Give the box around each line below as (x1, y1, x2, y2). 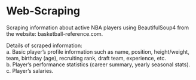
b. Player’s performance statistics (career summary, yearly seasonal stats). (6, 61, 191, 68)
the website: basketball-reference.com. (6, 30, 103, 37)
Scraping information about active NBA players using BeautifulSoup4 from (6, 24, 189, 31)
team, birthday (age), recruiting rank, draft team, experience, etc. (6, 54, 166, 61)
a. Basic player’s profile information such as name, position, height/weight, (6, 48, 189, 55)
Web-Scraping (6, 4, 81, 18)
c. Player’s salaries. (6, 67, 54, 74)
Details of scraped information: (6, 42, 82, 49)
